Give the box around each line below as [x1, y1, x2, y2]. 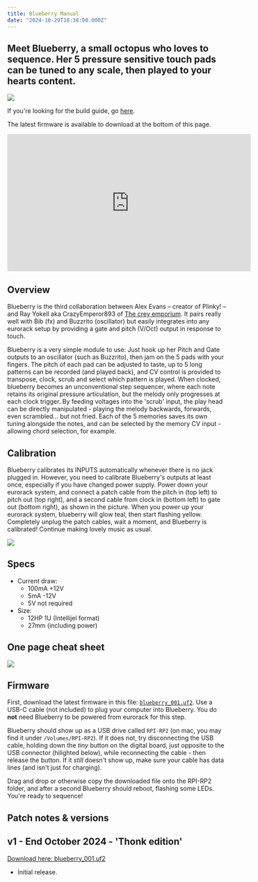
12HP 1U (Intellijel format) [27, 614, 100, 622]
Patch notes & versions [7, 812, 109, 823]
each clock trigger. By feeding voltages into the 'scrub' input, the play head [7, 397, 223, 406]
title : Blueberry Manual [7, 10, 79, 17]
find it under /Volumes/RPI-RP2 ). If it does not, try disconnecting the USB [7, 733, 214, 743]
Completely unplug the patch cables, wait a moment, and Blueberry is [7, 517, 207, 526]
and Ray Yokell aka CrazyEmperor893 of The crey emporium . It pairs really [7, 310, 221, 318]
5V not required [27, 599, 73, 607]
